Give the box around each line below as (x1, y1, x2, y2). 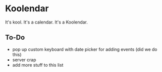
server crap (12, 57, 36, 63)
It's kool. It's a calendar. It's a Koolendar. (5, 19, 88, 25)
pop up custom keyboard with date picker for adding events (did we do (12, 46, 158, 52)
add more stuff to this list (12, 62, 63, 68)
